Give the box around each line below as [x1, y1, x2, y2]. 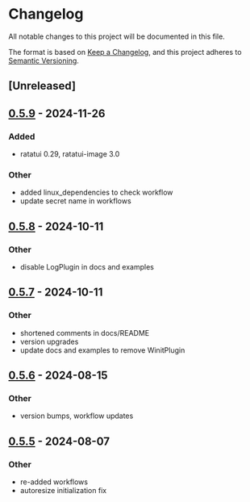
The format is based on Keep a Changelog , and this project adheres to [8, 47, 242, 56]
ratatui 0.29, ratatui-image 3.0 [19, 149, 120, 159]
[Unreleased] [8, 79, 77, 93]
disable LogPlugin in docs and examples [19, 262, 155, 271]
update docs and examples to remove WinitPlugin [19, 345, 185, 355]
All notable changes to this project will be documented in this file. [8, 31, 226, 41]
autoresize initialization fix [19, 486, 107, 496]
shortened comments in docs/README [19, 328, 150, 337]
